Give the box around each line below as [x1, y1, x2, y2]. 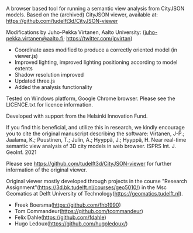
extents [14, 65, 33, 72]
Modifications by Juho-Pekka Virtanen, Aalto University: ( [6, 29, 145, 36]
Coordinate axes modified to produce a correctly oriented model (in [14, 46, 177, 53]
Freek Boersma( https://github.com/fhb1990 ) [14, 201, 121, 208]
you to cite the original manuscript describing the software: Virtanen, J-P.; [6, 130, 185, 137]
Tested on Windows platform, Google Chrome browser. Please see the [6, 95, 175, 102]
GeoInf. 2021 [6, 149, 37, 156]
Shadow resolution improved [14, 71, 84, 78]
